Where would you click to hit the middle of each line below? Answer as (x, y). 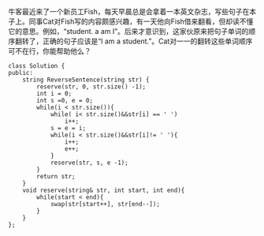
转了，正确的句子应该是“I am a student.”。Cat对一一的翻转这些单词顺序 (137, 41)
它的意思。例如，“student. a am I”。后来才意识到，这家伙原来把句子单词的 (128, 31)
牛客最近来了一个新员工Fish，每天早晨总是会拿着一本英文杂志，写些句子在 (129, 11)
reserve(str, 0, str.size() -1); (91, 87)
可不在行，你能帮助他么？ (50, 51)
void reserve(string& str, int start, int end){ (104, 190)
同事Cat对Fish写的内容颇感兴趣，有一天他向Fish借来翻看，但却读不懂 (141, 21)
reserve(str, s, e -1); (89, 163)
